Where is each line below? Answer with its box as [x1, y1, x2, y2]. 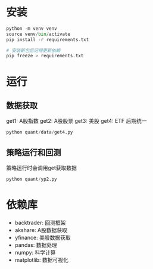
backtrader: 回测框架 [14, 219, 66, 226]
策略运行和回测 [6, 147, 61, 157]
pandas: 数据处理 [14, 241, 58, 248]
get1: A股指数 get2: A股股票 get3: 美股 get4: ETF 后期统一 [6, 118, 147, 125]
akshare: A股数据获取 [14, 226, 67, 233]
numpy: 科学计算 [14, 249, 56, 256]
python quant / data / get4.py [6, 129, 73, 135]
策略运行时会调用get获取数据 [6, 165, 77, 171]
